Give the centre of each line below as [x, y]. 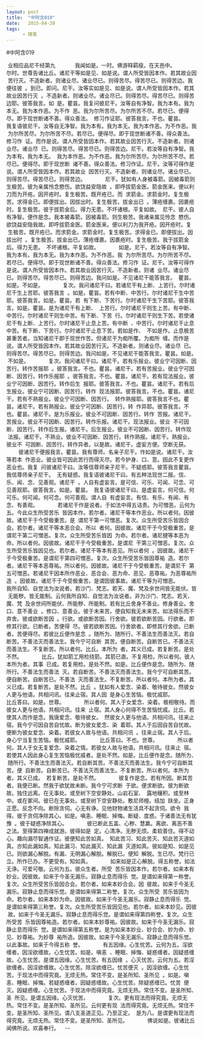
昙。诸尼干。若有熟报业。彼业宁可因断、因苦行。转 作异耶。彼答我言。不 [98, 406]
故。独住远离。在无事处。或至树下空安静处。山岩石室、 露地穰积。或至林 [98, 793]
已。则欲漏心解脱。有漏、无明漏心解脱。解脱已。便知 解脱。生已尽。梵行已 [100, 854]
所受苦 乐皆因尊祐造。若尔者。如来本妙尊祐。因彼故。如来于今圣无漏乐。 [98, 922]
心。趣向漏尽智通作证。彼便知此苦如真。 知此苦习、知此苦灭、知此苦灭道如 [100, 839]
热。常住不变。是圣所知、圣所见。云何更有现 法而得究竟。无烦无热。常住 [98, 1005]
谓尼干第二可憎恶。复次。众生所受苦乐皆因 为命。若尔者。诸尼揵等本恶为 [98, 535]
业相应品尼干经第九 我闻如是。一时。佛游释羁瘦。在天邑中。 [92, 65]
